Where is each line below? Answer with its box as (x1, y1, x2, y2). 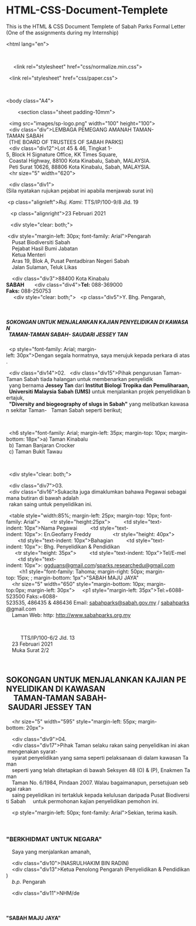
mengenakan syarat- (7, 747, 58, 755)
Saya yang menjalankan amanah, (11, 848, 92, 855)
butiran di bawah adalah (20, 494, 79, 501)
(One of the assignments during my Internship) (6, 29, 119, 36)
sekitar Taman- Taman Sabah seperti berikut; (11, 406, 122, 413)
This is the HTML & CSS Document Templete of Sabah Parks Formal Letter (6, 23, 185, 30)
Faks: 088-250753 (6, 287, 51, 294)
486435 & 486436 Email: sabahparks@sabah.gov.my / (27, 599, 160, 606)
